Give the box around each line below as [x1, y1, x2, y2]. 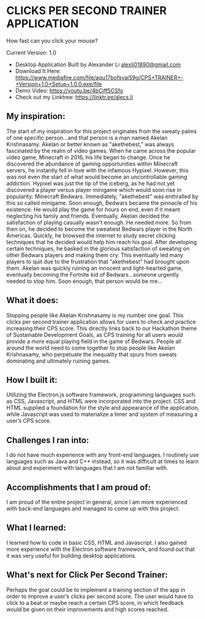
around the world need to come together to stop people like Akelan [6, 344, 176, 352]
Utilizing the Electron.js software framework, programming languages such [6, 391, 195, 399]
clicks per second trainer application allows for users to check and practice [6, 318, 196, 325]
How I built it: [6, 375, 58, 385]
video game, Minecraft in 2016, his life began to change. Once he [6, 153, 171, 161]
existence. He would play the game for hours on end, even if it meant [6, 206, 181, 213]
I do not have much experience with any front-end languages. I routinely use [6, 452, 199, 459]
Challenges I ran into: [6, 435, 89, 445]
